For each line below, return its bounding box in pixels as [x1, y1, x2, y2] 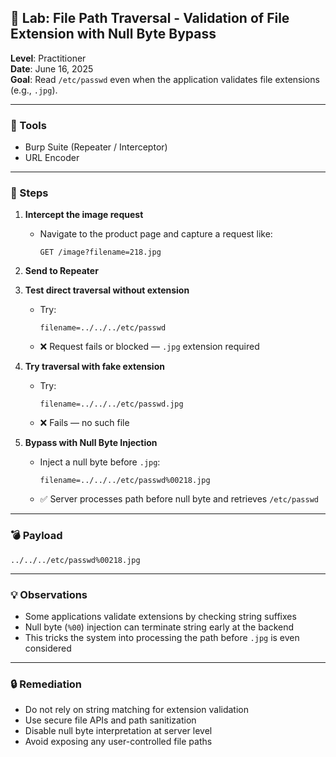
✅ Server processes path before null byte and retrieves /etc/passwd [39, 493, 319, 505]
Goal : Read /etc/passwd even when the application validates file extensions [10, 73, 320, 85]
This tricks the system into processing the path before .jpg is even [24, 632, 300, 643]
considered [24, 642, 72, 654]
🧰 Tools [10, 118, 47, 132]
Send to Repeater [24, 265, 99, 277]
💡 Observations [10, 587, 88, 601]
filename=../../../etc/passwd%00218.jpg [39, 476, 211, 486]
